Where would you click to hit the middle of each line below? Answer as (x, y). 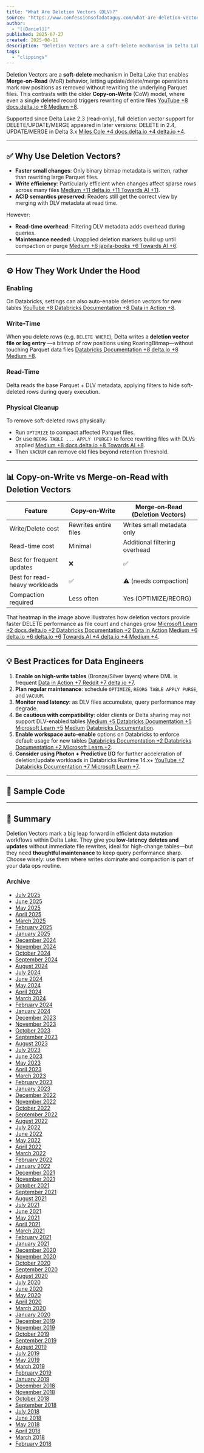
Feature (36, 510)
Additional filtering (149, 542)
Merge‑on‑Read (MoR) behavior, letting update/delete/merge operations (97, 81)
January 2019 (32, 1379)
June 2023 (29, 1056)
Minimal (80, 546)
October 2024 (33, 953)
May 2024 (28, 985)
